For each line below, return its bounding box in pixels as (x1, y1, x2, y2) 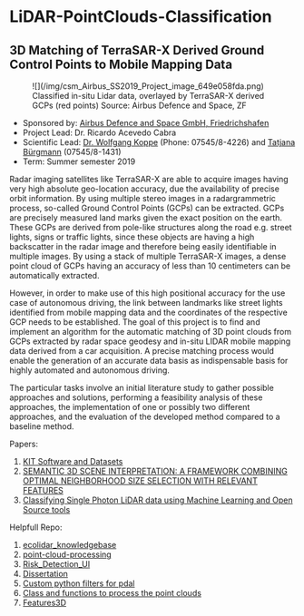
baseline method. (9, 421, 74, 432)
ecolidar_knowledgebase (22, 540, 117, 550)
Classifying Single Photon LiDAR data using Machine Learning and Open (22, 494, 293, 505)
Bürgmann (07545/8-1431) (22, 147, 122, 157)
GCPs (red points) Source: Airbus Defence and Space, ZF (32, 100, 247, 111)
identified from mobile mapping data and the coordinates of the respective (9, 307, 288, 318)
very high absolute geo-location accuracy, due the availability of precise (9, 183, 279, 194)
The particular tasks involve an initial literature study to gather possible (9, 383, 274, 393)
